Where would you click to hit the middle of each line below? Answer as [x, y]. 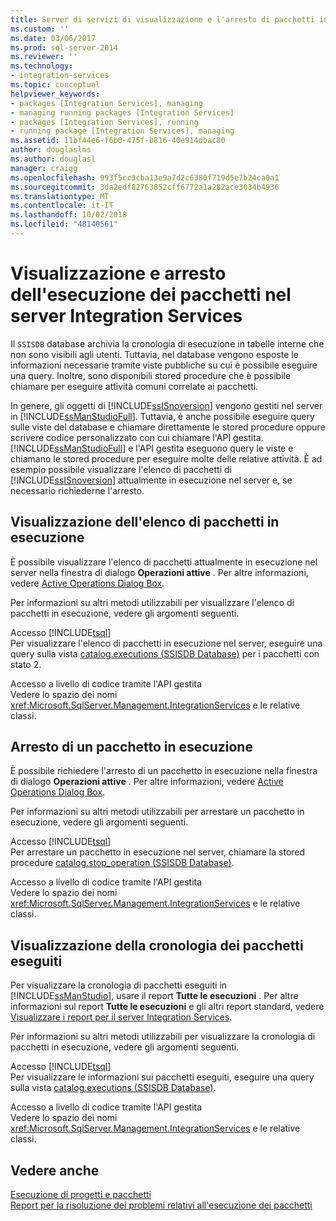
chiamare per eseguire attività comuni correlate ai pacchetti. [134, 386]
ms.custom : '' [40, 29]
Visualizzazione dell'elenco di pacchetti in [145, 522]
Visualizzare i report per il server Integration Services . [121, 1017]
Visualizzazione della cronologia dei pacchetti [157, 945]
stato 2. [26, 664]
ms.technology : [42, 66]
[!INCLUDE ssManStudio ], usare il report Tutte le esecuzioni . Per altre [154, 996]
